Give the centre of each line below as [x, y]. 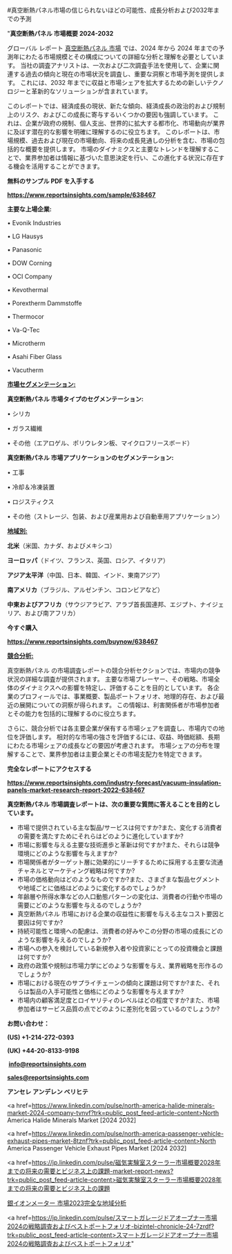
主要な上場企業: [29, 209]
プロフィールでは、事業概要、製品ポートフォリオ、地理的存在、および [119, 696]
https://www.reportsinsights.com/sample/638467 [81, 195]
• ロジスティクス [31, 502]
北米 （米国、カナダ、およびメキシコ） [61, 546]
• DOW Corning [29, 263]
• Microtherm [27, 343]
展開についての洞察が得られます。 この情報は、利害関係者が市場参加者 [119, 705]
